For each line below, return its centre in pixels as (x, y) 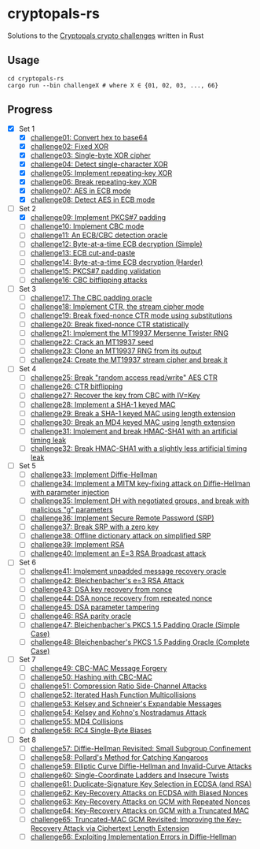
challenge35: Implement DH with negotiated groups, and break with (140, 501)
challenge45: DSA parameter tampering (95, 607)
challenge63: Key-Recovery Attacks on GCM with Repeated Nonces (140, 802)
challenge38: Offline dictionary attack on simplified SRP (121, 536)
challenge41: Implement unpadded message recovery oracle (128, 572)
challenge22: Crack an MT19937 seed (92, 342)
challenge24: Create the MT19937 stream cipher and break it (129, 360)
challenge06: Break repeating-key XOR (94, 181)
